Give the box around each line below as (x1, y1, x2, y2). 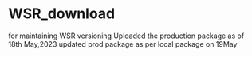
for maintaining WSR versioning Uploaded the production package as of (8, 31, 245, 40)
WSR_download (8, 5, 116, 23)
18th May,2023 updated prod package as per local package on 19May (8, 39, 238, 48)
